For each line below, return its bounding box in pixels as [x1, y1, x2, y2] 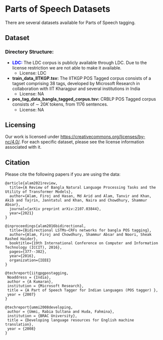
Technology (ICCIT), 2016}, [5, 245, 62, 250]
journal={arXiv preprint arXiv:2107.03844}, [9, 206, 102, 211]
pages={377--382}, [9, 249, 47, 254]
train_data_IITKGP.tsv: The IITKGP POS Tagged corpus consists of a [12, 75, 151, 81]
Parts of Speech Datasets [5, 3, 111, 15]
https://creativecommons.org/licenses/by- [60, 134, 145, 140]
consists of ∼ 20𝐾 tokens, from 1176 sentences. [12, 101, 108, 107]
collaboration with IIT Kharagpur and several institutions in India [12, 86, 141, 91]
